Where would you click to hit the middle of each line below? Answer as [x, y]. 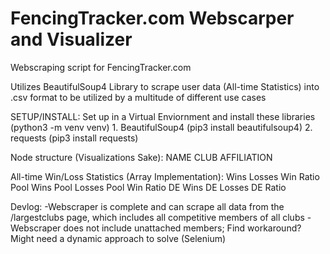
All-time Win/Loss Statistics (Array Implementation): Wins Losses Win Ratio [165, 176]
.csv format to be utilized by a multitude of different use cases [138, 97]
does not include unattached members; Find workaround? [182, 228]
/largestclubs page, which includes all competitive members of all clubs [157, 217]
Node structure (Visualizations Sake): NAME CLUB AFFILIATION [141, 157]
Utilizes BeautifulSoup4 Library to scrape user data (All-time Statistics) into [165, 86]
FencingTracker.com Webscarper [152, 18]
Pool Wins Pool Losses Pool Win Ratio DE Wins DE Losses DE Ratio [148, 187]
